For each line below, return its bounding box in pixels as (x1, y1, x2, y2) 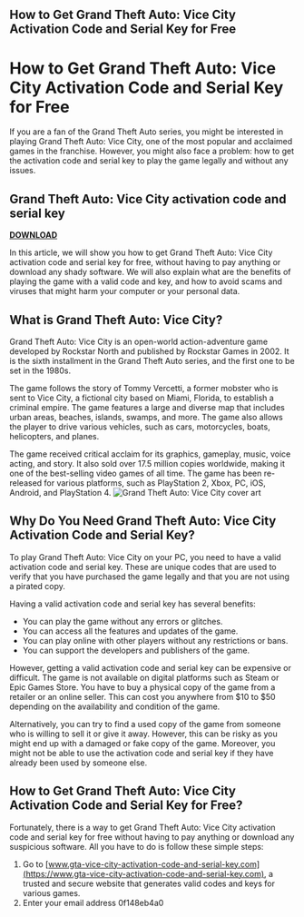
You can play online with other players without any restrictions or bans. (22, 635, 289, 646)
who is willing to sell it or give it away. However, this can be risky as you (9, 728, 279, 739)
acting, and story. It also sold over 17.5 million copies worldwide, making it (9, 458, 286, 468)
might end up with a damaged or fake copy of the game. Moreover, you (9, 737, 276, 748)
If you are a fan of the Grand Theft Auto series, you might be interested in (9, 126, 284, 137)
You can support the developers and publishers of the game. (22, 645, 250, 656)
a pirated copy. (9, 580, 65, 591)
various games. (22, 887, 81, 898)
